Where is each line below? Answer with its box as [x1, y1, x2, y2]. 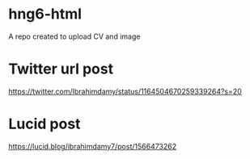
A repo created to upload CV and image [8, 31, 141, 41]
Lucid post [8, 115, 81, 133]
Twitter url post [8, 60, 114, 78]
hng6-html [8, 5, 83, 23]
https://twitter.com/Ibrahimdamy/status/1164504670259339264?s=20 [8, 86, 243, 96]
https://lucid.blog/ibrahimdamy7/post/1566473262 [8, 141, 177, 151]
